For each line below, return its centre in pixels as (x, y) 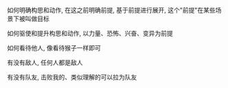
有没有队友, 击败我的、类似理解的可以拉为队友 (72, 77)
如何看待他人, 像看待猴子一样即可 (54, 48)
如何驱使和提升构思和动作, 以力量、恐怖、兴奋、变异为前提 (90, 33)
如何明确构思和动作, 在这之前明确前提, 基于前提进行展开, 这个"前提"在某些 (111, 10)
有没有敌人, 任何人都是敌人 (45, 63)
